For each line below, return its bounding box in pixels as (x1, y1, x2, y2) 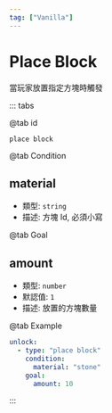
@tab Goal (9, 229, 48, 241)
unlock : (9, 338, 38, 347)
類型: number (21, 280, 67, 291)
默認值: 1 (21, 292, 55, 302)
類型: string (21, 201, 67, 211)
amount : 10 (32, 379, 74, 388)
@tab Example (9, 320, 62, 331)
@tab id (9, 117, 38, 128)
